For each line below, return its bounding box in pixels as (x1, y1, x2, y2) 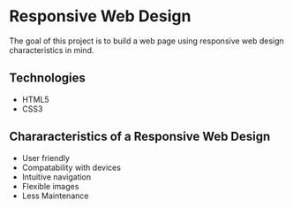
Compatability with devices (21, 162, 122, 173)
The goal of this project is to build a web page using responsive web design (9, 35, 284, 46)
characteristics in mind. (9, 44, 94, 55)
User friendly (21, 152, 71, 163)
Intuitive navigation (21, 171, 92, 182)
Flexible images (21, 181, 79, 191)
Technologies (9, 71, 86, 86)
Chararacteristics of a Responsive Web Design (9, 129, 271, 144)
